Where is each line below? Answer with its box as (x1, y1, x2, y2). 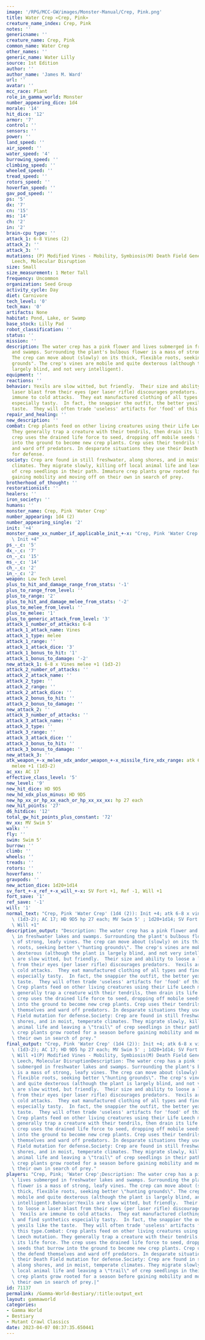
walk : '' (6, 825, 29, 831)
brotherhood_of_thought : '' (6, 479, 78, 485)
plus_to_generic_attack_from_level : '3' (6, 615, 111, 622)
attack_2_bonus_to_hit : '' (6, 695, 75, 701)
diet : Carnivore (6, 292, 48, 299)
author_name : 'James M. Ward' (6, 71, 84, 77)
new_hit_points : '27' (6, 803, 62, 809)
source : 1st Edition (6, 60, 59, 66)
